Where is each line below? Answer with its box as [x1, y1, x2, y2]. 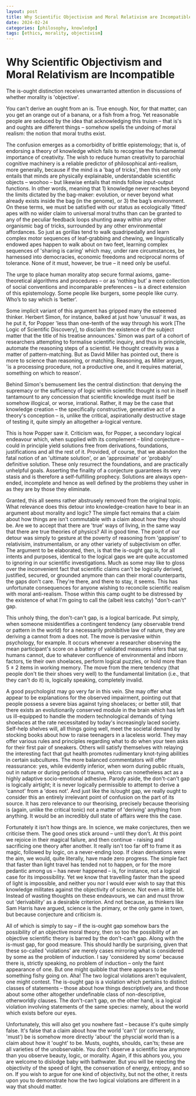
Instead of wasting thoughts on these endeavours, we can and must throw [6, 892, 185, 900]
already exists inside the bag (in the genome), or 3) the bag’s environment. [6, 198, 185, 205]
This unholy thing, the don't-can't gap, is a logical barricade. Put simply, [6, 614, 179, 621]
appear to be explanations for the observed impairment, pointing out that [6, 694, 181, 701]
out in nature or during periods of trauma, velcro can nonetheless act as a [6, 769, 183, 776]
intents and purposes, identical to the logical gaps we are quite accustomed [6, 553, 188, 560]
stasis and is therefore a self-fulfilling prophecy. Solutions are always [6, 473, 172, 481]
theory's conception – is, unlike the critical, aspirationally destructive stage [6, 412, 185, 419]
